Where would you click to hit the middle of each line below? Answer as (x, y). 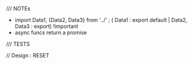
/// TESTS (18, 44)
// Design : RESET (28, 55)
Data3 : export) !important (46, 26)
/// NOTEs (18, 9)
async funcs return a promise (51, 32)
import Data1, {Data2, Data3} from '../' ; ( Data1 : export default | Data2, (101, 20)
